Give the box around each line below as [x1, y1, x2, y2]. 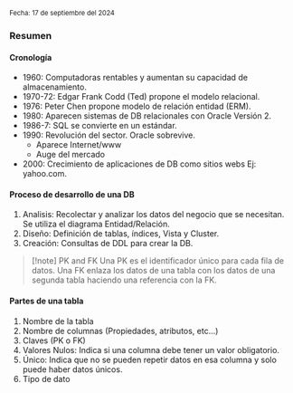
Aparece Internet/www [35, 139, 122, 150]
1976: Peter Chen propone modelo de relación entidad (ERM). [22, 101, 251, 112]
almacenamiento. [22, 81, 88, 92]
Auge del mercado [35, 149, 106, 160]
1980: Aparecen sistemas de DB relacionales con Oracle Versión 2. [22, 110, 272, 121]
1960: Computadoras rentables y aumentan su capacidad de [22, 72, 249, 83]
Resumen [9, 29, 52, 42]
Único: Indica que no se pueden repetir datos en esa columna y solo [22, 354, 278, 365]
